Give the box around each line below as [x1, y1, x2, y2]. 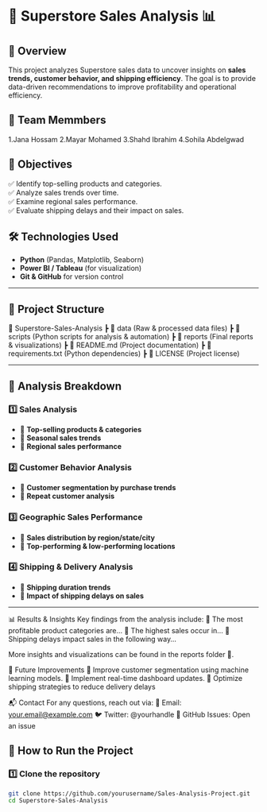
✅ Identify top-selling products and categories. [8, 179, 163, 188]
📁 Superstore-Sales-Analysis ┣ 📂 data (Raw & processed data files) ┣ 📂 [8, 323, 241, 333]
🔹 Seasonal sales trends [19, 433, 102, 443]
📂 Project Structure [8, 302, 105, 315]
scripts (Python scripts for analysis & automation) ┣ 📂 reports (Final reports [8, 332, 253, 342]
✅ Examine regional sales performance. [8, 196, 138, 206]
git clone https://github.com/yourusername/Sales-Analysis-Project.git [8, 789, 250, 798]
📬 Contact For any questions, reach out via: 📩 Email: [8, 698, 182, 707]
